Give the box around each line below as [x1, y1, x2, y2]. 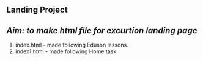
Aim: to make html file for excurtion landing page [6, 25, 197, 36]
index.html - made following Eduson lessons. [15, 42, 128, 49]
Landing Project [6, 5, 68, 15]
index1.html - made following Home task [15, 48, 117, 55]
